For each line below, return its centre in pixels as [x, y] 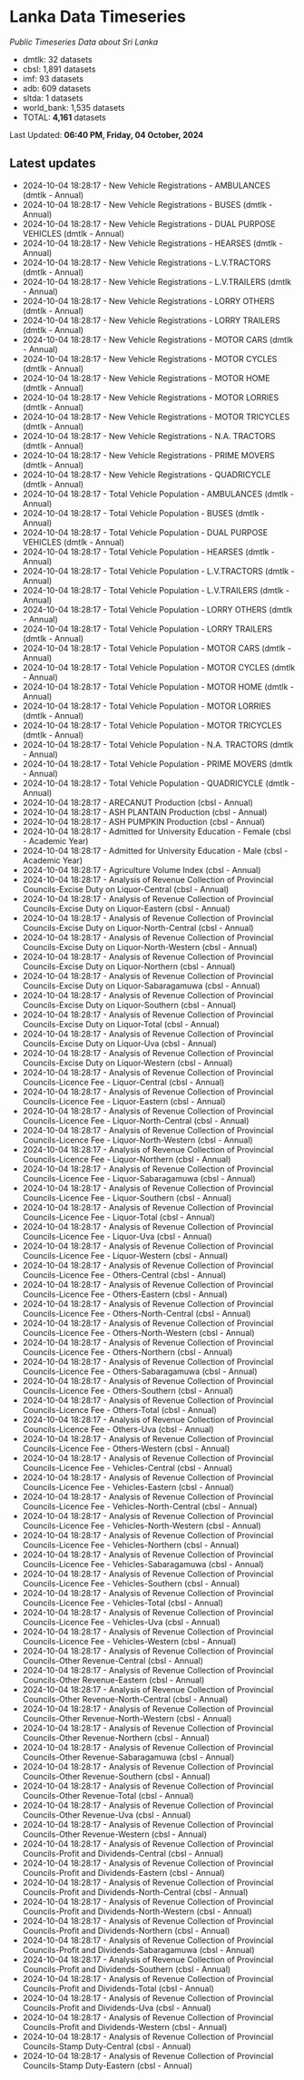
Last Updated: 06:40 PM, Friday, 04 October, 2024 [107, 134]
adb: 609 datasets [57, 88]
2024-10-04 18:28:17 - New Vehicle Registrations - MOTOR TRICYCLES [156, 417]
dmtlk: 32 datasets [57, 59]
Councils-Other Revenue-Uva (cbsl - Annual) [107, 1815]
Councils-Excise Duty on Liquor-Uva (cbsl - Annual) [120, 1043]
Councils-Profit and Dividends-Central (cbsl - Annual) [123, 1853]
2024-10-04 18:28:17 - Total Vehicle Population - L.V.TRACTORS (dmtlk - [158, 571]
